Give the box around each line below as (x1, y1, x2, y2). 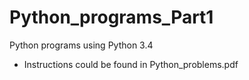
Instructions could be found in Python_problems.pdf (23, 58, 239, 70)
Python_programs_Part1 (9, 6, 214, 29)
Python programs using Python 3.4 (9, 39, 154, 51)
